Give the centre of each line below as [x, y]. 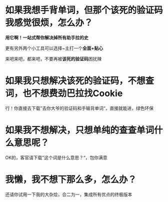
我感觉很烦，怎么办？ [49, 23]
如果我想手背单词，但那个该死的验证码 [84, 10]
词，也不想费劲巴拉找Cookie [64, 93]
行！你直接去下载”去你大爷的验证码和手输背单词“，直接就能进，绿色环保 [79, 108]
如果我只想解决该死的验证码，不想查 [80, 81]
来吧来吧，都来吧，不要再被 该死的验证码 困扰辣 [53, 58]
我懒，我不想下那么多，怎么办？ [71, 179]
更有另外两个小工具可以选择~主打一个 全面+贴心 [54, 48]
